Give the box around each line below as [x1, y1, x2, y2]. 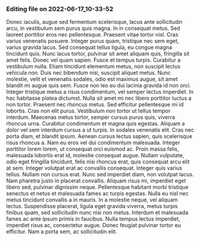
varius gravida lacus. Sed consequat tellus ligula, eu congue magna [6, 44, 172, 51]
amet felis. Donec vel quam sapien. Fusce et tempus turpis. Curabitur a [6, 56, 181, 64]
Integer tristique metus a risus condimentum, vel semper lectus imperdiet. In [6, 89, 194, 96]
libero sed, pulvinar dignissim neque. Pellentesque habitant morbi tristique [6, 184, 189, 191]
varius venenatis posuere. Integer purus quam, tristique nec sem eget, [6, 38, 179, 45]
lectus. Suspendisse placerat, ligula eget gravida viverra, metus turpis [6, 203, 178, 210]
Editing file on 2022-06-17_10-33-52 [6, 5, 113, 13]
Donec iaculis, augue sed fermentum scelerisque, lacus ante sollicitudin [6, 19, 183, 26]
